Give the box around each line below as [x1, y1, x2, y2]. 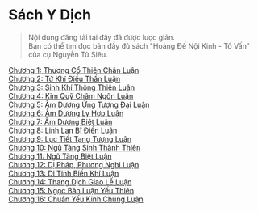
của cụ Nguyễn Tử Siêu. [27, 49, 108, 59]
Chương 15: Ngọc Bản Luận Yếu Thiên [8, 185, 135, 195]
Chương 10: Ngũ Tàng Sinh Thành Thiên [8, 142, 141, 152]
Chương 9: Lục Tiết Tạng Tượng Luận [8, 134, 132, 143]
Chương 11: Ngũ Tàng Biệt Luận [8, 151, 112, 161]
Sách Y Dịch [8, 6, 91, 24]
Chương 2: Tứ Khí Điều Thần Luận [8, 74, 121, 83]
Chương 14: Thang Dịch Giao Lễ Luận [8, 176, 132, 187]
